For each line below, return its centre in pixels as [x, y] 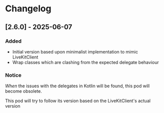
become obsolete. [24, 91]
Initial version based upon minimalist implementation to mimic [75, 52]
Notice [13, 75]
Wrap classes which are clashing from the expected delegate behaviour [85, 62]
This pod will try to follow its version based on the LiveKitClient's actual [78, 101]
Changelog [28, 9]
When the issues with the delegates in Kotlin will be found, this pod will [78, 86]
